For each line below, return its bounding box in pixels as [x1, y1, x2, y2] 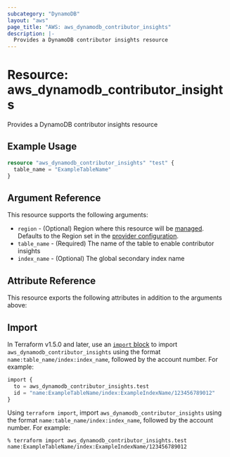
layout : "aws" [7, 17, 49, 24]
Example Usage [7, 140, 77, 152]
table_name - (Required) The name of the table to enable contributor [17, 239, 215, 248]
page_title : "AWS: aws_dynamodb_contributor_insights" [7, 23, 172, 30]
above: [7, 301, 27, 310]
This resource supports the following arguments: [7, 211, 148, 219]
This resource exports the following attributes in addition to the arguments [7, 293, 223, 302]
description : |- [7, 30, 55, 37]
